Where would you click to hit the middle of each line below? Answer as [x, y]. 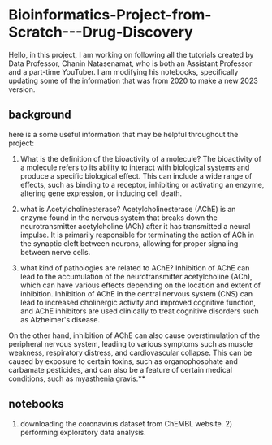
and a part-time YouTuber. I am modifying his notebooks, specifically [123, 71]
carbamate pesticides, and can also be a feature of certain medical [121, 369]
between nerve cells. [55, 252]
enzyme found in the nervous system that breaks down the [119, 218]
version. [22, 89]
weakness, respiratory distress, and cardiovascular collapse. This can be [130, 352]
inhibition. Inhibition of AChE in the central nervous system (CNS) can [136, 293]
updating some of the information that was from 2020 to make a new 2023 [133, 80]
